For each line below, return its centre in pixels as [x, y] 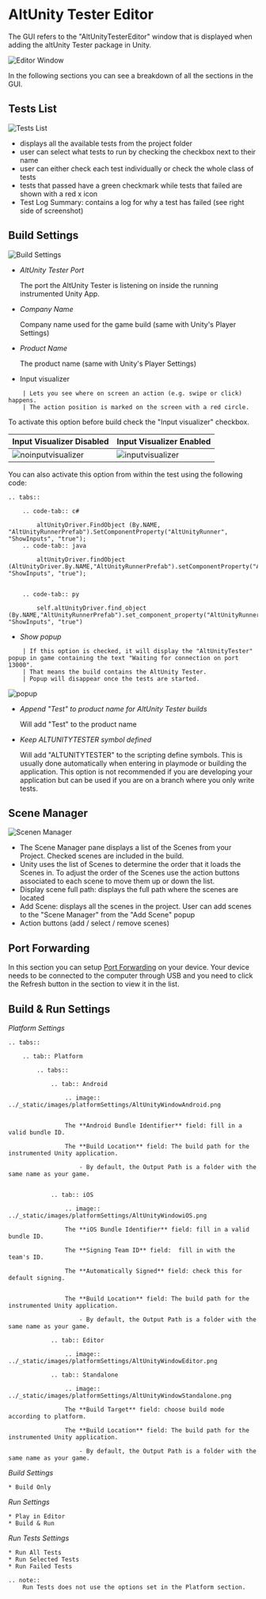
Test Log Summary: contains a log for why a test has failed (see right [132, 202]
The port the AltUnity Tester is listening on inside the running [119, 285]
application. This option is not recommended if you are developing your [136, 771]
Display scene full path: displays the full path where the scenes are [129, 890]
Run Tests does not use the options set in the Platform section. [134, 1587]
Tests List [32, 109]
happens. [23, 400]
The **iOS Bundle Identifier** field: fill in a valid [157, 1229]
